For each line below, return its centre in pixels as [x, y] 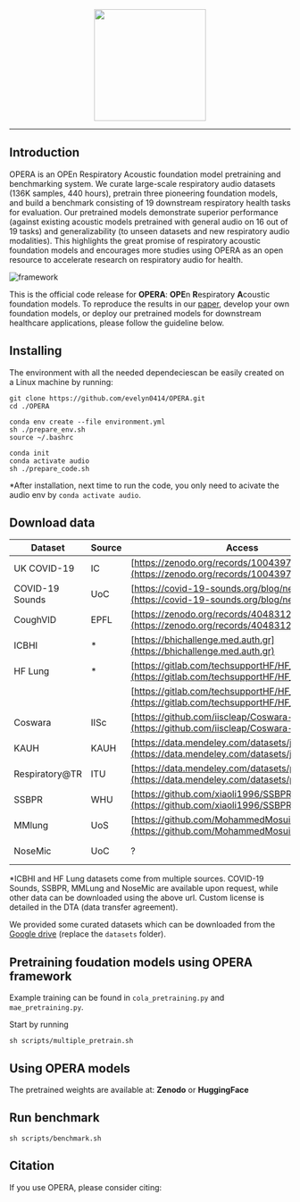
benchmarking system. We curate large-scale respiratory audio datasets [142, 183]
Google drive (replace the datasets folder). [88, 934]
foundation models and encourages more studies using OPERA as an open [146, 250]
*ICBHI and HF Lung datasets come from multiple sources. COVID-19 [137, 878]
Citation [32, 1166]
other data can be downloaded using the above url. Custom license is [137, 898]
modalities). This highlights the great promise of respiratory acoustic [135, 240]
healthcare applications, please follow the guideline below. [117, 323]
